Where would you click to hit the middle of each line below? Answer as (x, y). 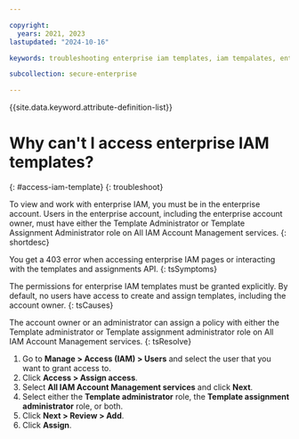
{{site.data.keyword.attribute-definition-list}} (91, 107)
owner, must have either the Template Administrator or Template (127, 223)
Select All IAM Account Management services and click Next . (137, 387)
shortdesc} (29, 243)
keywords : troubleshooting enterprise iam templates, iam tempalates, (143, 58)
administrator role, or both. (73, 406)
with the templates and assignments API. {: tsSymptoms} (113, 269)
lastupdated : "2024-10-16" (59, 42)
